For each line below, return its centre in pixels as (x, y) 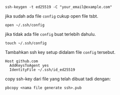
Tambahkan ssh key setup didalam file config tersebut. (60, 52)
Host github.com (21, 61)
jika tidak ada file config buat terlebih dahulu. (50, 34)
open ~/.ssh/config (25, 25)
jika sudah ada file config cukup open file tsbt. (52, 16)
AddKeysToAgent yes (29, 66)
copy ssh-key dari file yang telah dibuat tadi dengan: (58, 79)
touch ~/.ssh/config (26, 43)
